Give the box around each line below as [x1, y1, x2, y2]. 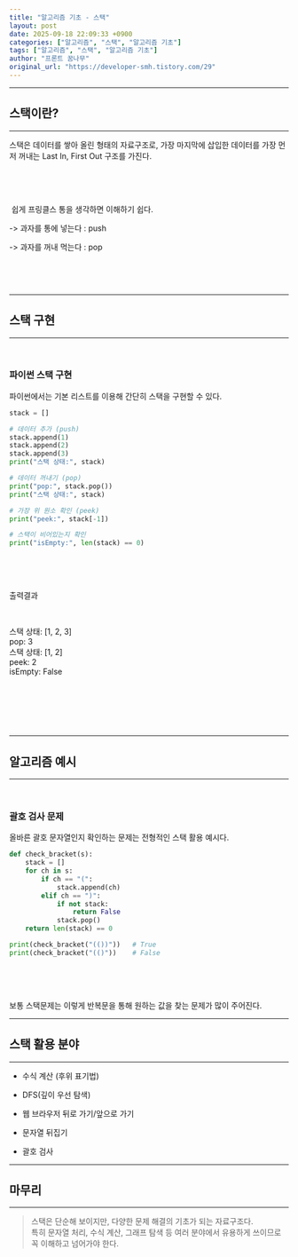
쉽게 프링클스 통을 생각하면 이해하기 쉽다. [11, 203, 153, 214]
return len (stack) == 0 [25, 924, 114, 933]
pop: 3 [9, 636, 34, 647]
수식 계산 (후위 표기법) [21, 1071, 99, 1081]
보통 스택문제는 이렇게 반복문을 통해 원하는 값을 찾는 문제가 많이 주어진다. [9, 1000, 263, 1010]
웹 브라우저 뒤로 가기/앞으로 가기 [21, 1108, 135, 1119]
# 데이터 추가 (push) [9, 424, 80, 433]
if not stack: [56, 899, 109, 908]
